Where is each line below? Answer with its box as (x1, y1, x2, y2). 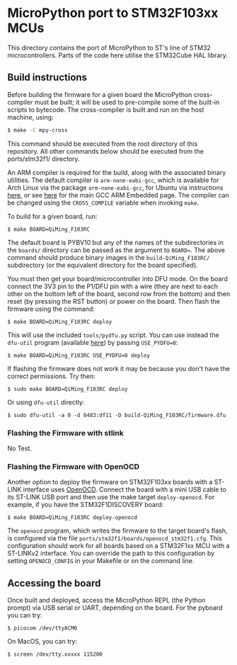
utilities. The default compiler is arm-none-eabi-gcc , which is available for (7, 176, 219, 184)
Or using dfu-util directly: (7, 398, 85, 407)
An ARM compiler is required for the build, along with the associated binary (7, 168, 226, 176)
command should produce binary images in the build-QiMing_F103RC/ (7, 253, 210, 261)
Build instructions (7, 72, 87, 84)
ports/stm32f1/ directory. (7, 154, 80, 163)
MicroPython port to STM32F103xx (7, 5, 219, 21)
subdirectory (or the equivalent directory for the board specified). (7, 261, 198, 269)
